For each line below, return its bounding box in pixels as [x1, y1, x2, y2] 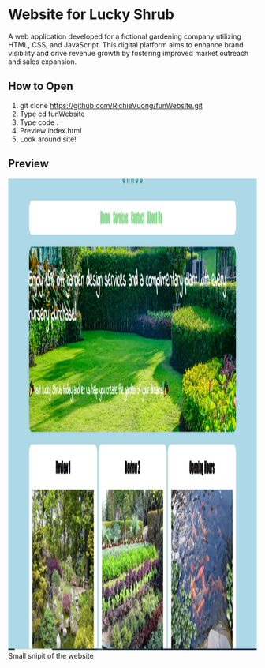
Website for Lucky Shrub [8, 6, 175, 24]
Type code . [19, 117, 59, 127]
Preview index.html [19, 126, 82, 135]
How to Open [8, 80, 73, 93]
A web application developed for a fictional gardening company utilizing [8, 32, 242, 41]
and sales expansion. [8, 57, 77, 66]
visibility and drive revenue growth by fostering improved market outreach [8, 48, 249, 58]
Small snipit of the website [8, 651, 95, 660]
